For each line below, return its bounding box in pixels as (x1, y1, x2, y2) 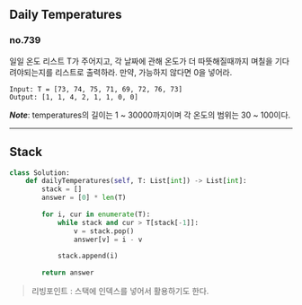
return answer (41, 268, 94, 277)
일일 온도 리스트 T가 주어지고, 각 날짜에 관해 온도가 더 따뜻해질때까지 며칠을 (9, 56, 273, 66)
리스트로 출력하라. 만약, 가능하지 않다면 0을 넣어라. (55, 66, 233, 77)
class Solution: (9, 168, 70, 178)
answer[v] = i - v (73, 235, 143, 244)
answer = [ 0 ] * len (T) (41, 193, 127, 203)
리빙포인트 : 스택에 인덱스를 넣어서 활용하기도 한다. (31, 285, 209, 296)
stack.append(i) (57, 251, 119, 261)
